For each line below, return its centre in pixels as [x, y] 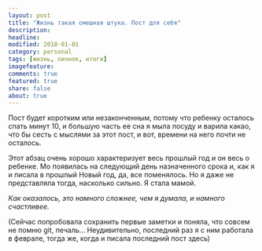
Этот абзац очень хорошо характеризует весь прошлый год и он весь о [129, 158]
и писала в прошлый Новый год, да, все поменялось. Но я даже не [121, 175]
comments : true [33, 74]
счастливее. [29, 207]
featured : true [33, 81]
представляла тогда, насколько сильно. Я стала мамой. [102, 183]
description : [30, 30]
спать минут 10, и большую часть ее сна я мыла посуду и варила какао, [130, 126]
